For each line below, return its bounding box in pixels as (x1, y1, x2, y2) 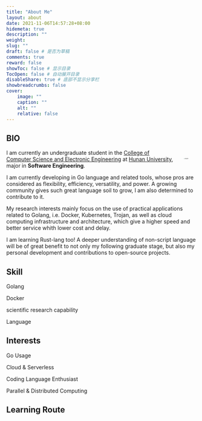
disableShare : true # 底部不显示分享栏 (6, 77, 100, 83)
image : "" (17, 94, 42, 100)
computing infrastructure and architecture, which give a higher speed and (6, 218, 191, 225)
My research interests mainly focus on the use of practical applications (6, 205, 183, 213)
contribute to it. (6, 193, 45, 200)
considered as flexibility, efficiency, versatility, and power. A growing (6, 180, 177, 188)
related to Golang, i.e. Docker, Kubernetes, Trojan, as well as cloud (6, 211, 172, 219)
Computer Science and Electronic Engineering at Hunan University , (6, 156, 174, 163)
